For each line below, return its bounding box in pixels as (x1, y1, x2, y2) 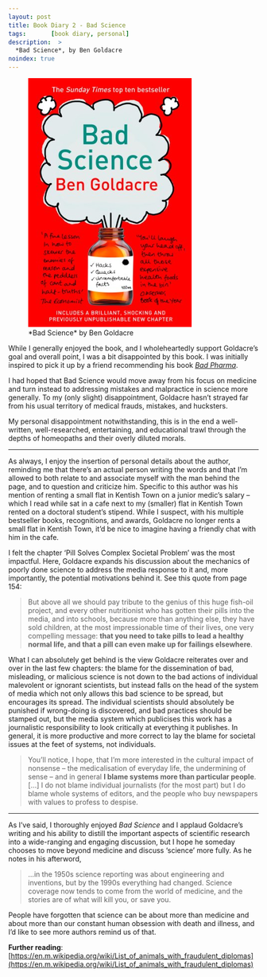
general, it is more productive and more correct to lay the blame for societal (8, 731, 256, 741)
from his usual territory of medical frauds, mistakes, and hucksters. (8, 401, 228, 410)
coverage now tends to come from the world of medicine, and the (27, 886, 243, 896)
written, (8, 425, 33, 434)
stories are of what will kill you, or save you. (27, 895, 172, 904)
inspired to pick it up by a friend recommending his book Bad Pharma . (8, 361, 238, 369)
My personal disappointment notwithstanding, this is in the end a (8, 416, 220, 426)
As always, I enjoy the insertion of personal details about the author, (8, 456, 230, 466)
